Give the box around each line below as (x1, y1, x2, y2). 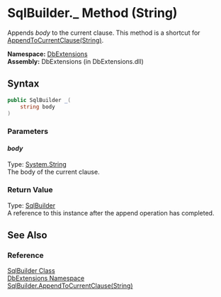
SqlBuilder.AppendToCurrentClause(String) (7, 281, 133, 290)
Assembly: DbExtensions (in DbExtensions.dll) (7, 57, 144, 65)
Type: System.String (7, 159, 67, 168)
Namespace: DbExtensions (7, 50, 88, 58)
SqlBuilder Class (7, 267, 55, 275)
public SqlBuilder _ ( (7, 96, 72, 103)
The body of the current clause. (7, 167, 101, 176)
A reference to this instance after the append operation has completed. (7, 208, 215, 217)
